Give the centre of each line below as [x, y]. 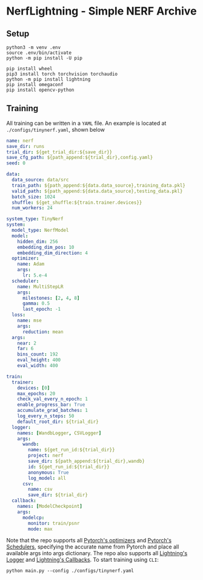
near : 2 [27, 343]
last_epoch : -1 [42, 309]
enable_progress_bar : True [51, 405]
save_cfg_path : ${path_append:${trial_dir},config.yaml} [80, 158]
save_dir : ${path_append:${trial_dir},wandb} [87, 461]
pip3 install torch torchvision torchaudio [62, 74]
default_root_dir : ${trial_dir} [58, 422]
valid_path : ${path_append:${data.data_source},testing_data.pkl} [97, 191]
